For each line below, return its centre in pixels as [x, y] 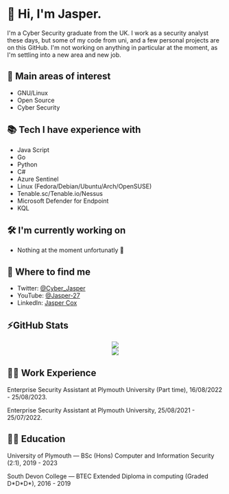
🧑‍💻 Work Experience [52, 373]
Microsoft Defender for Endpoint [63, 201]
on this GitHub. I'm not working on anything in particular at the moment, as [112, 47]
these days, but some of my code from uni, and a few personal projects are [113, 40]
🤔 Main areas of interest [59, 76]
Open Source [36, 100]
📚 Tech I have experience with [74, 130]
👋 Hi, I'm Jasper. [54, 14]
